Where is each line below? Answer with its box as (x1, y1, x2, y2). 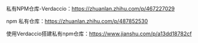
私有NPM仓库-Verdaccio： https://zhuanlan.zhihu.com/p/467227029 (6, 5, 175, 12)
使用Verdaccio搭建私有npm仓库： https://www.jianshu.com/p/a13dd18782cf (6, 30, 192, 37)
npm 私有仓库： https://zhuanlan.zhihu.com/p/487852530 (6, 18, 148, 25)
